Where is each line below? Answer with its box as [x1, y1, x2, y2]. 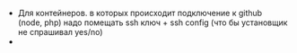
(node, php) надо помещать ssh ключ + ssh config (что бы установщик [17, 17, 288, 28]
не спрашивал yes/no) [17, 27, 103, 37]
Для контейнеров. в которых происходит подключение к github [17, 8, 263, 18]
